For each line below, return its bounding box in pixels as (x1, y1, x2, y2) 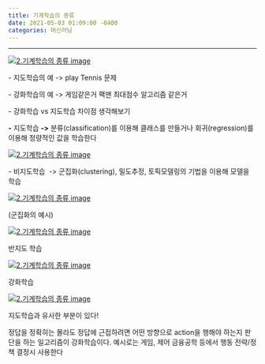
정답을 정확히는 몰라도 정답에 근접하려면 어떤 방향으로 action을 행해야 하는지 (8, 328, 243, 337)
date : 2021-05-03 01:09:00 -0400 (8, 19, 118, 27)
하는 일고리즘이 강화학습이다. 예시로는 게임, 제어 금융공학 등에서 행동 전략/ (22, 337, 251, 347)
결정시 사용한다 (16, 347, 63, 357)
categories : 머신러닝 (8, 26, 73, 34)
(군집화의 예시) (8, 210, 54, 220)
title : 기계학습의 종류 (8, 11, 75, 20)
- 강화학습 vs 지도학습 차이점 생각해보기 (8, 107, 131, 116)
